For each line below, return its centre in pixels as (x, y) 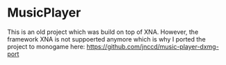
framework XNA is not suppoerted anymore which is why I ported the (107, 39)
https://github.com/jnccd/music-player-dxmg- (153, 46)
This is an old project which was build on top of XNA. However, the (103, 32)
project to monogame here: (46, 46)
